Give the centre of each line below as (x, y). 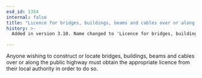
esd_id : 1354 (23, 12)
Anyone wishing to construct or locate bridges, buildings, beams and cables (100, 56)
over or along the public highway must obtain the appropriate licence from (98, 63)
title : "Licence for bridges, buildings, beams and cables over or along (101, 23)
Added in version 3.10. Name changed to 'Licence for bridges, (92, 34)
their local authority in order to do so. (52, 68)
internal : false (26, 17)
